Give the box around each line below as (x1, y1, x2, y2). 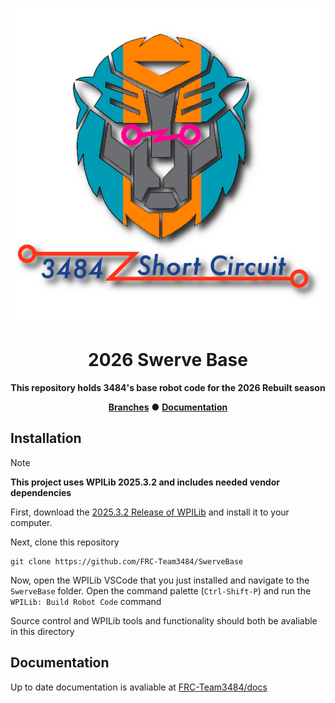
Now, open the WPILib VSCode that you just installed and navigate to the (10, 574, 310, 586)
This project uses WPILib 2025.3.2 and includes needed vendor (10, 476, 280, 488)
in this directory (10, 625, 75, 637)
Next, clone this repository (10, 536, 120, 548)
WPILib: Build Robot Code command (10, 595, 162, 607)
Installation (10, 430, 82, 447)
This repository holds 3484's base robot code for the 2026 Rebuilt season (10, 381, 326, 393)
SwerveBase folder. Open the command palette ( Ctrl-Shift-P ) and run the (10, 584, 312, 597)
